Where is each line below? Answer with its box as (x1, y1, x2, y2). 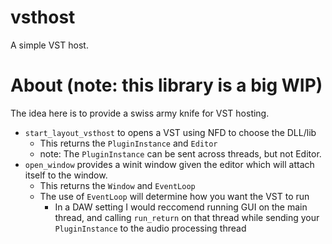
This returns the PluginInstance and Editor (39, 137, 218, 149)
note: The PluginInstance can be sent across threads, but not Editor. (39, 147, 322, 160)
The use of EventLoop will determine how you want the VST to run (39, 190, 310, 202)
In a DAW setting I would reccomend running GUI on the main (54, 201, 308, 213)
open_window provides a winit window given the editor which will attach (24, 158, 315, 170)
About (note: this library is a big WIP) (10, 74, 323, 97)
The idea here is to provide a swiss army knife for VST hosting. (10, 107, 270, 119)
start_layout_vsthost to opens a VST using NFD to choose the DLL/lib (24, 126, 317, 138)
